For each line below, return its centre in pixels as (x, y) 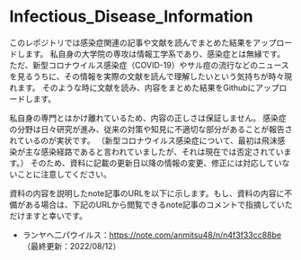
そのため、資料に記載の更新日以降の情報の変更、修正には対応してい (156, 163)
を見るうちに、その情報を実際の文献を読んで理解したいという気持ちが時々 (147, 76)
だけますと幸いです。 (49, 215)
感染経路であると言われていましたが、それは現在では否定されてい (162, 151)
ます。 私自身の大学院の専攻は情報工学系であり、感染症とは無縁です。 (155, 54)
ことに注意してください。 (64, 174)
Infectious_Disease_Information (131, 17)
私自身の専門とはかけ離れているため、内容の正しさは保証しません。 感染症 (148, 118)
